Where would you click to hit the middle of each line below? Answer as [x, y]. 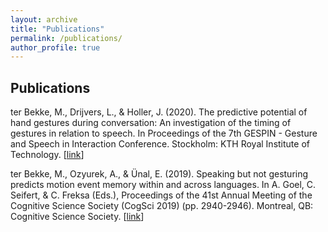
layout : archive [44, 19]
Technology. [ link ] [47, 155]
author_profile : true [55, 47]
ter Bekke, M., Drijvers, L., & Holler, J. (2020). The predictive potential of [159, 112]
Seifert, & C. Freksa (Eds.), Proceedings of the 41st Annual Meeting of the [161, 195]
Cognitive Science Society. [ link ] [77, 217]
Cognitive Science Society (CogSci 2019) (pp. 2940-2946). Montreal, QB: [162, 206]
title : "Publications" [57, 29]
